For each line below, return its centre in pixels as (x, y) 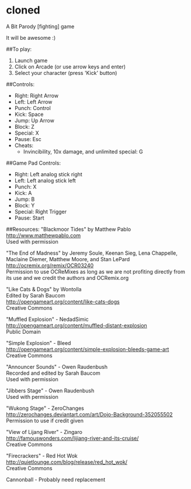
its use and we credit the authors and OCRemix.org (67, 278)
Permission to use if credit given (45, 420)
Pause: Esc (28, 139)
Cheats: (24, 145)
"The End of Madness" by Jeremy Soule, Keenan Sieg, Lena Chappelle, (92, 253)
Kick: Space (29, 114)
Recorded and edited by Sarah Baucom (53, 373)
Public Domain (23, 331)
